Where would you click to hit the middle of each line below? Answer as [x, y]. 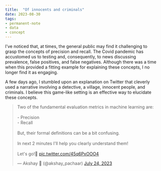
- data [12, 28]
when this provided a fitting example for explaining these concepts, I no [77, 67]
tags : [11, 19]
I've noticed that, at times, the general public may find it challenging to [76, 46]
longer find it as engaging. [32, 72]
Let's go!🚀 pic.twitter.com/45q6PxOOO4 [58, 154]
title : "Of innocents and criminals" [45, 10]
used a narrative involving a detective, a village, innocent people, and [75, 87]
